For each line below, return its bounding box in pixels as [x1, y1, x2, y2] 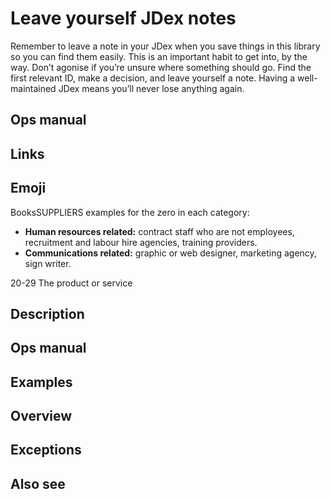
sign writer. [24, 257, 72, 269]
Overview [10, 408, 73, 425]
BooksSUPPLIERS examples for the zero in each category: [10, 206, 250, 218]
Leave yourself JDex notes [10, 7, 237, 30]
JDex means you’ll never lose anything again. [58, 82, 245, 94]
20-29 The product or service [10, 277, 133, 289]
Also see [10, 475, 66, 492]
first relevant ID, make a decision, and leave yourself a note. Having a [10, 72, 296, 84]
